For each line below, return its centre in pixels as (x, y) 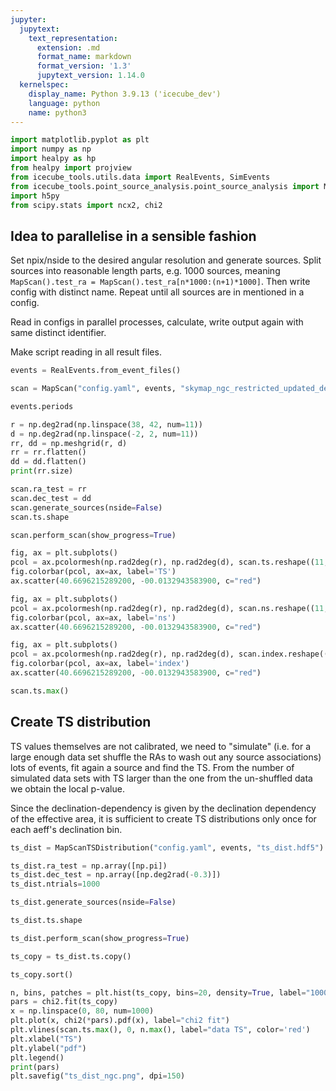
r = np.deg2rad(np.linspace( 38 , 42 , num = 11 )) (106, 424)
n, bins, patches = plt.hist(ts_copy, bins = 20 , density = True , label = (158, 992)
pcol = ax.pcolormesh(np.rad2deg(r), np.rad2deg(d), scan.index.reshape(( (169, 654)
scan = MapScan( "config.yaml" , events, (93, 389)
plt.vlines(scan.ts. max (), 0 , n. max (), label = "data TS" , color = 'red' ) (160, 1030)
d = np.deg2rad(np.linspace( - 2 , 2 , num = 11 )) (104, 434)
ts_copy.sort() (42, 974)
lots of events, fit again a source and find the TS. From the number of (152, 767)
